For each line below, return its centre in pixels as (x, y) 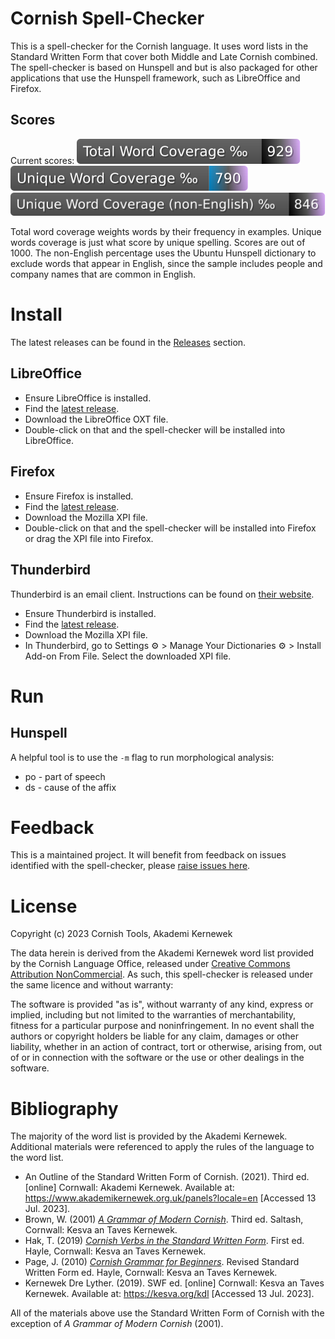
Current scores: (42, 160)
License (44, 906)
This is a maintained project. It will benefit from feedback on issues (148, 855)
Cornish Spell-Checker (107, 18)
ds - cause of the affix (70, 787)
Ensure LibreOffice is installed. (88, 398)
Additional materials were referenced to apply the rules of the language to (162, 1147)
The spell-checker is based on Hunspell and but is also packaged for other (164, 67)
